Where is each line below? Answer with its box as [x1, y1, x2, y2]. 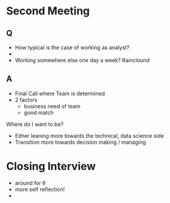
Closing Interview [6, 160, 96, 173]
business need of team [23, 102, 81, 110]
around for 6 [14, 179, 46, 186]
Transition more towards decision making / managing [14, 138, 147, 146]
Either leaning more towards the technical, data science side [14, 132, 165, 139]
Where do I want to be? [6, 120, 64, 128]
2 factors [14, 96, 38, 103]
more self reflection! [14, 186, 65, 193]
